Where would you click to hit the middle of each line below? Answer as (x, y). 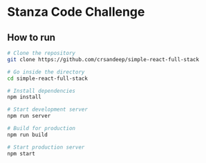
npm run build (28, 135)
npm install (24, 97)
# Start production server (46, 147)
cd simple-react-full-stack (48, 78)
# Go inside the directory (46, 72)
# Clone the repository (41, 53)
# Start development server (48, 110)
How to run (31, 37)
